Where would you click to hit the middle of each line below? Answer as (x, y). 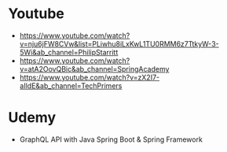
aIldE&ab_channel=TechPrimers (71, 85)
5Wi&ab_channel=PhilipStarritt (69, 52)
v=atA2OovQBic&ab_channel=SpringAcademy (94, 69)
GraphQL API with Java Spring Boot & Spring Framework (111, 139)
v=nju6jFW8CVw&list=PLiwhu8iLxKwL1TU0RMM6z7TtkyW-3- (119, 43)
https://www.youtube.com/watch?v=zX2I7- (90, 77)
